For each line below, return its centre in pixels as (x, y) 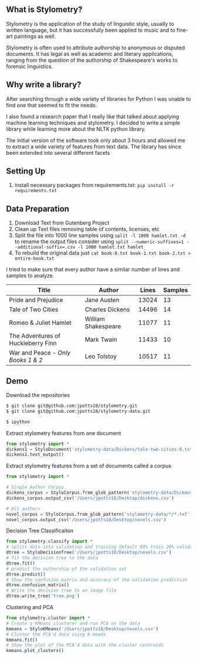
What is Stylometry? (44, 10)
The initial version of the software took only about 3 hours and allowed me (96, 140)
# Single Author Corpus (35, 487)
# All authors (23, 509)
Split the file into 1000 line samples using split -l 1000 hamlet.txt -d (100, 235)
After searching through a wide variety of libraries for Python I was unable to (98, 98)
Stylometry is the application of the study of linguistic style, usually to (90, 23)
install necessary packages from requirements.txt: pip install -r (94, 185)
